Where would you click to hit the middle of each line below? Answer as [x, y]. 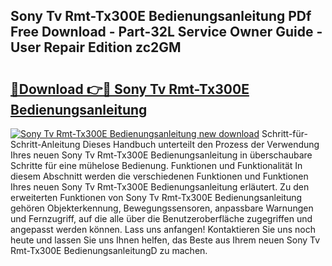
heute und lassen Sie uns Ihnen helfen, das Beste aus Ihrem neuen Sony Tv [165, 240]
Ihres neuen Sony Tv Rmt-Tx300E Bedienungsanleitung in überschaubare [161, 155]
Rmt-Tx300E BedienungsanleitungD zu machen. [109, 250]
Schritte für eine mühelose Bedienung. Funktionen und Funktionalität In [156, 165]
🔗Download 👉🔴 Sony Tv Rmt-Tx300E [130, 89]
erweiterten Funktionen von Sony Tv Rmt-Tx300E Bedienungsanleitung [156, 197]
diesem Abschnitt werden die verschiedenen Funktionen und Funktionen [159, 176]
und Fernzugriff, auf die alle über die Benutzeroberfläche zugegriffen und [161, 218]
